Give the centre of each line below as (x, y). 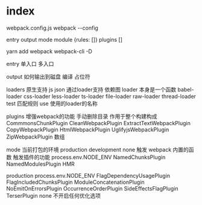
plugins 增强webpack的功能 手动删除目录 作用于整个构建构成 (82, 116)
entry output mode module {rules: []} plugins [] (64, 39)
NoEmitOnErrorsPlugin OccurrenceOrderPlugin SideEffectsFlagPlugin (93, 188)
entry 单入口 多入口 (30, 63)
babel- (186, 89)
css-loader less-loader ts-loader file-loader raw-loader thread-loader (110, 96)
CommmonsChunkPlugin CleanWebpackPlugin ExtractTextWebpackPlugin (99, 123)
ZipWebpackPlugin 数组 (36, 137)
